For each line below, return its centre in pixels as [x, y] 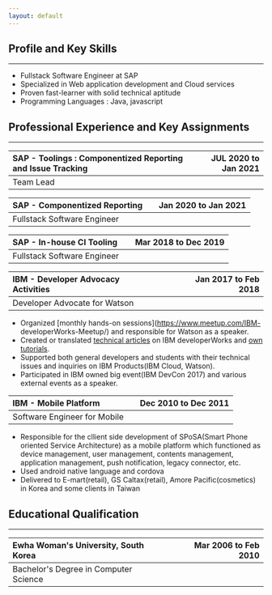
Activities [31, 290]
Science [28, 580]
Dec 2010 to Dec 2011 [185, 403]
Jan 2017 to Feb [227, 279]
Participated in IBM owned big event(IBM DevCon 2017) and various [133, 375]
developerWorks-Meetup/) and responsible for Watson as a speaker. [134, 332]
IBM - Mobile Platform [56, 403]
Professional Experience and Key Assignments [129, 127]
